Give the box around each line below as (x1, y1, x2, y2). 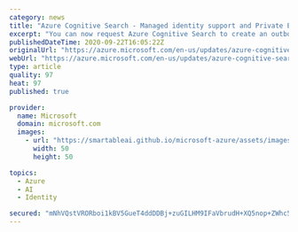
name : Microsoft (17, 112, 77, 120)
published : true (9, 87, 69, 96)
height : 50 (32, 152, 74, 161)
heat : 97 (9, 79, 42, 88)
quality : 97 (9, 71, 53, 80)
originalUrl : (9, 46, 58, 55)
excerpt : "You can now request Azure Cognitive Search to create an (9, 29, 268, 38)
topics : (9, 168, 38, 177)
